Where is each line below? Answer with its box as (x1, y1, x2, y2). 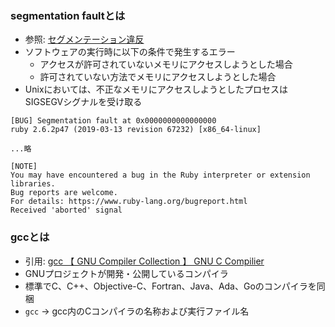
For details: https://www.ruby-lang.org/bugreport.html (10, 197, 248, 207)
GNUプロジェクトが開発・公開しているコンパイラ (24, 267, 229, 279)
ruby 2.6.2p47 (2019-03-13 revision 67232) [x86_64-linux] (10, 125, 262, 135)
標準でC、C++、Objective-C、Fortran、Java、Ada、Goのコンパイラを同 (24, 280, 326, 292)
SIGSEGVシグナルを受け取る (24, 96, 143, 108)
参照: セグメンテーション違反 (24, 33, 145, 46)
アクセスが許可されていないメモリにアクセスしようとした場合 (39, 58, 293, 71)
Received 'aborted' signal (10, 205, 123, 216)
